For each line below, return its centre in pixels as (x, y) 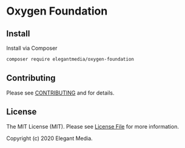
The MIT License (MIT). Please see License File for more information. (92, 126)
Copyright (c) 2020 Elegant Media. (49, 138)
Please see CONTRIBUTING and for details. (60, 93)
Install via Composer (32, 48)
